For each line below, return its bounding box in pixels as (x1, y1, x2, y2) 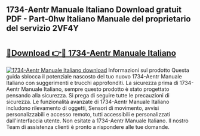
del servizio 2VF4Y (6, 23, 79, 33)
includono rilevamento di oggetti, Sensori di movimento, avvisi (6, 105, 159, 112)
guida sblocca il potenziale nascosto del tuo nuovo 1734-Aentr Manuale (6, 73, 182, 80)
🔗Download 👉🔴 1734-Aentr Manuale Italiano (6, 48, 176, 58)
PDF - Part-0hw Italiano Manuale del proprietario (6, 14, 191, 24)
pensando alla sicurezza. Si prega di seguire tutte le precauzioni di (6, 92, 170, 99)
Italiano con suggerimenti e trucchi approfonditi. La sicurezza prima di (6, 80, 179, 86)
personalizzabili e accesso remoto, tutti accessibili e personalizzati (6, 111, 170, 118)
